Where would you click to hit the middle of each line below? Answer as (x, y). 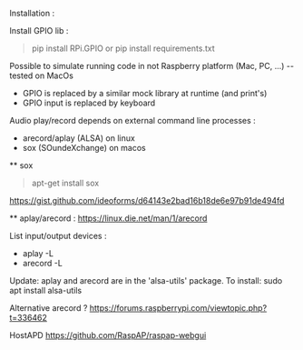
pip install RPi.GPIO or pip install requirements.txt (123, 48)
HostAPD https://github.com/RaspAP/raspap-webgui (108, 335)
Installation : (32, 13)
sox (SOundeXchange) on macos (84, 148)
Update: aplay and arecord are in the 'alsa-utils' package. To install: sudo (146, 280)
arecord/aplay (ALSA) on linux (79, 138)
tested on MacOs (42, 75)
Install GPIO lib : (39, 30)
